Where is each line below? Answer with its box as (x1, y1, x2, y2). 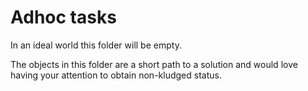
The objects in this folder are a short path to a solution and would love (10, 58, 298, 70)
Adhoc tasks (10, 6, 117, 29)
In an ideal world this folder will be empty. (10, 39, 182, 51)
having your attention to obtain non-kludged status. (10, 69, 222, 81)
